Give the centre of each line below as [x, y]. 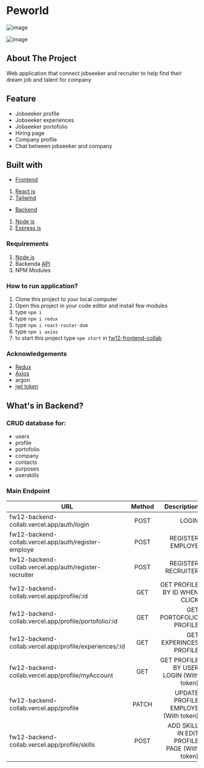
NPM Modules [33, 270]
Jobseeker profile [37, 113]
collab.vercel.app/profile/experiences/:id [67, 647]
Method [142, 507]
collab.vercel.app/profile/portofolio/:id [63, 621]
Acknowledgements [37, 354]
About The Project [42, 59]
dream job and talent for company [49, 79]
